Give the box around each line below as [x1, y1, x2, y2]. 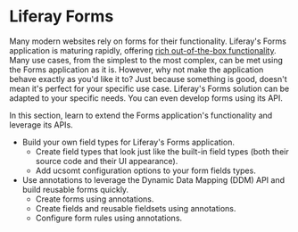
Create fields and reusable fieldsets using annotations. [35, 203, 236, 213]
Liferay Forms [9, 6, 114, 27]
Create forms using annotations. [35, 194, 154, 204]
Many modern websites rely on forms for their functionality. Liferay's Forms [9, 36, 287, 46]
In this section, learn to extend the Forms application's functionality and [9, 110, 273, 120]
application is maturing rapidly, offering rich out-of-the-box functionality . [9, 45, 277, 55]
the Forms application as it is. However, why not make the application [9, 64, 264, 75]
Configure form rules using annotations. [35, 212, 183, 223]
